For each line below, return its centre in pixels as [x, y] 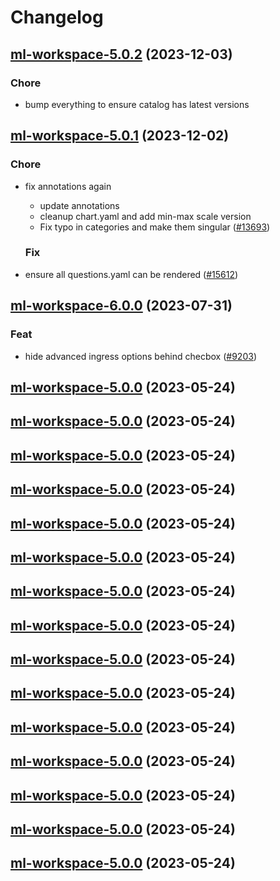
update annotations [79, 205]
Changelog [57, 17]
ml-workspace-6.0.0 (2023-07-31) [121, 306]
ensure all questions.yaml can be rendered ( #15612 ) [131, 274]
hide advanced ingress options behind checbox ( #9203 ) [140, 356]
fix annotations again [68, 186]
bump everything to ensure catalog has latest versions [137, 104]
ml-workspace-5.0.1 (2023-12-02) [120, 136]
